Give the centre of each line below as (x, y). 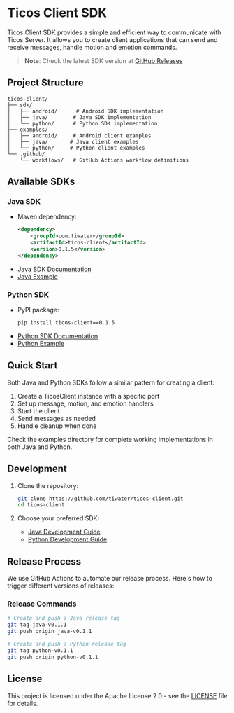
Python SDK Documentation (58, 336)
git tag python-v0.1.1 (40, 650)
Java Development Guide (64, 532)
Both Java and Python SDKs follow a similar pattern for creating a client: (111, 382)
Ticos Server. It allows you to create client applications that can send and (112, 39)
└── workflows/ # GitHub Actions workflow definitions (104, 160)
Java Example (37, 276)
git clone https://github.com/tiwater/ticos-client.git (100, 499)
